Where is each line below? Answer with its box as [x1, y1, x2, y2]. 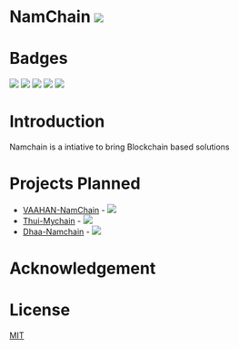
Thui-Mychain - [22, 216, 82, 226]
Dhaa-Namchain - [22, 226, 91, 237]
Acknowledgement [9, 258, 156, 279]
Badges [9, 48, 68, 69]
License [9, 300, 71, 321]
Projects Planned [9, 173, 141, 194]
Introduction [9, 111, 105, 132]
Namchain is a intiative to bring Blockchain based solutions [9, 141, 230, 152]
